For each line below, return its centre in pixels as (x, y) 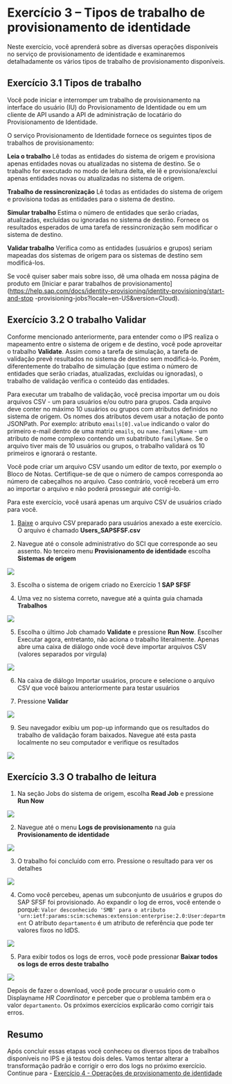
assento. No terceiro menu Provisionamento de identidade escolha (114, 551)
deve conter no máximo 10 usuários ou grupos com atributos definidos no (113, 409)
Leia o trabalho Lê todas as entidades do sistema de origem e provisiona (111, 156)
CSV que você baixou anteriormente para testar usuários (98, 688)
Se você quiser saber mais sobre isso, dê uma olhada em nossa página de (113, 276)
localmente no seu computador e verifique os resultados (98, 742)
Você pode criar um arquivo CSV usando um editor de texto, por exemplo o (114, 466)
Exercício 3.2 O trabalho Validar (77, 320)
